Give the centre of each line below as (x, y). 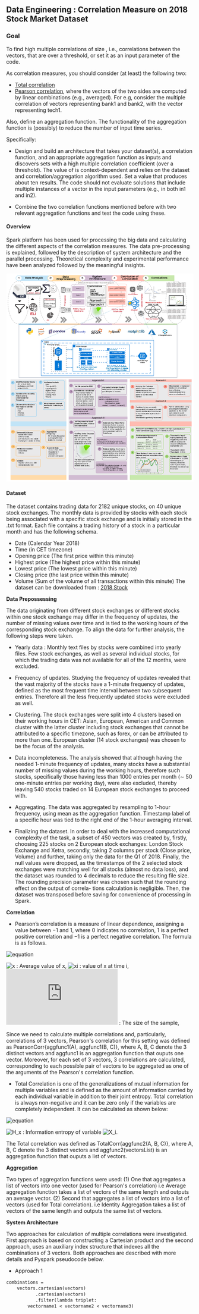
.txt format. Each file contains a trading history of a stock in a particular (93, 525)
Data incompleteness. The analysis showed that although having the (98, 757)
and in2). (26, 195)
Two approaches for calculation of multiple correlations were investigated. (97, 1234)
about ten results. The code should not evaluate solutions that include (100, 182)
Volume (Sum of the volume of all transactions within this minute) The (100, 581)
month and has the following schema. (52, 531)
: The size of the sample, (149, 1023)
